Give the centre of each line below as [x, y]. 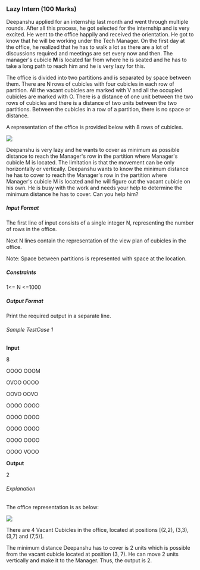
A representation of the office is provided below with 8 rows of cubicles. [95, 127]
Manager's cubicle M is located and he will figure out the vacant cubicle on [98, 182]
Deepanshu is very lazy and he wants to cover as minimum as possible [93, 150]
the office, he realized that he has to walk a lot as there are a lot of [87, 47]
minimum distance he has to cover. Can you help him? [72, 194]
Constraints [21, 272]
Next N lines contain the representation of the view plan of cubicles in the [96, 241]
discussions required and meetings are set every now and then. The [90, 54]
